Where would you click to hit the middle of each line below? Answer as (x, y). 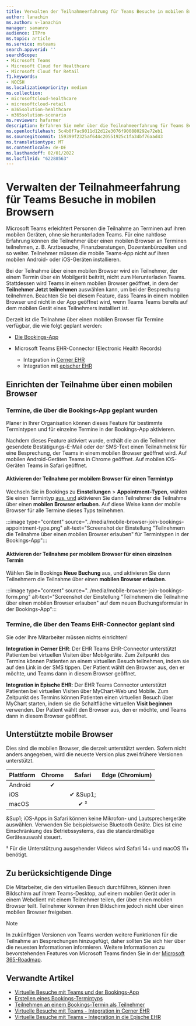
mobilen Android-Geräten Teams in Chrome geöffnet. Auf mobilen (85, 459)
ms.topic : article (28, 39)
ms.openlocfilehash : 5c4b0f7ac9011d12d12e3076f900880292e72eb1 (85, 131)
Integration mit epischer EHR (57, 366)
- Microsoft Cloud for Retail (43, 71)
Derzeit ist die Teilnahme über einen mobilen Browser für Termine (85, 320)
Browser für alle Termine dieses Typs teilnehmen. (66, 510)
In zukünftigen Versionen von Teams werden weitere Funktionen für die (92, 935)
